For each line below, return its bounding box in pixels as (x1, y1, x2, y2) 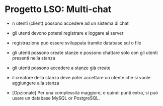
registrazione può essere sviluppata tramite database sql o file (12, 39, 141, 46)
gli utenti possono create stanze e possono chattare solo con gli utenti (12, 49, 158, 56)
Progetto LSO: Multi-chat (5, 4, 112, 15)
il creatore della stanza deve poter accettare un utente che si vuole (12, 74, 151, 80)
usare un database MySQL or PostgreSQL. (12, 95, 100, 101)
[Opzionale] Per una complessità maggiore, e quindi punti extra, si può (12, 89, 158, 95)
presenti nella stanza (12, 55, 56, 61)
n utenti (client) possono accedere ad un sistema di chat (12, 20, 129, 26)
